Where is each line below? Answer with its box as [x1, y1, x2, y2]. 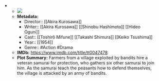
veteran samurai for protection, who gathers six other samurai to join [17, 60, 155, 65]
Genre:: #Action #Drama [24, 45, 73, 50]
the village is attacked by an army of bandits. [17, 70, 107, 76]
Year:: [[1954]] [24, 39, 53, 45]
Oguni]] [24, 29, 40, 34]
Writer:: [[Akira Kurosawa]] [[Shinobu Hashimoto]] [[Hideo [24, 24, 141, 30]
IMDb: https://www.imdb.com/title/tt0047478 [17, 49, 108, 55]
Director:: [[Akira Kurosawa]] [24, 19, 82, 24]
